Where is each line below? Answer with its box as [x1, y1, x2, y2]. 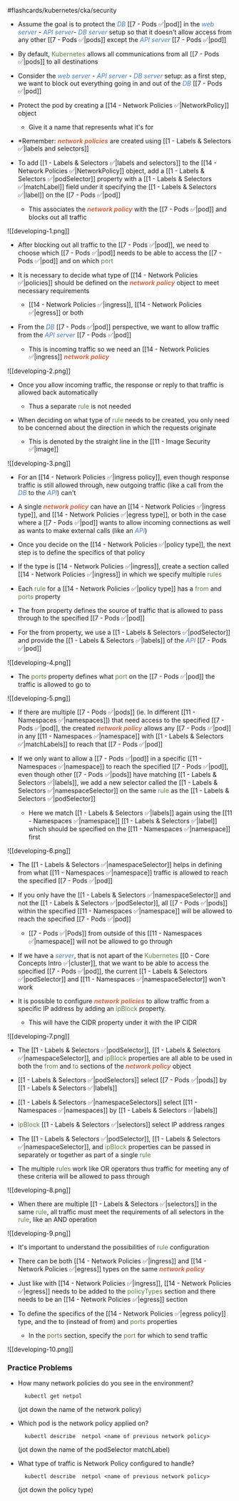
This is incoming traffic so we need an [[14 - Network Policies [28, 345, 210, 353]
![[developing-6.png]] [7, 847, 71, 855]
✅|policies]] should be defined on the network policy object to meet [17, 278, 220, 287]
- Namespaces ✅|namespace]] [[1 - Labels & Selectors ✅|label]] [28, 817, 218, 825]
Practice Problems [7, 1363, 73, 1373]
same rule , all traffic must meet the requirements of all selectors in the [17, 1208, 224, 1216]
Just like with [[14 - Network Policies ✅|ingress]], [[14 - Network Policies [17, 1279, 232, 1287]
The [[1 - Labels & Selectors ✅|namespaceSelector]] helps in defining [17, 860, 223, 869]
